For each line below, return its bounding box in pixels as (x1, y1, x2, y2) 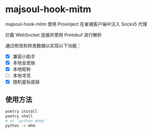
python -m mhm (5, 123, 36, 128)
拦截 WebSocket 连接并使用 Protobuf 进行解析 (5, 31, 102, 38)
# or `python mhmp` (5, 118, 47, 123)
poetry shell (5, 113, 33, 119)
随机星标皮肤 (12, 79, 40, 85)
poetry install (5, 109, 38, 114)
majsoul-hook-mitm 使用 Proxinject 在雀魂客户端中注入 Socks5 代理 (5, 21, 147, 27)
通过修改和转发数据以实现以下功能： (5, 42, 82, 49)
